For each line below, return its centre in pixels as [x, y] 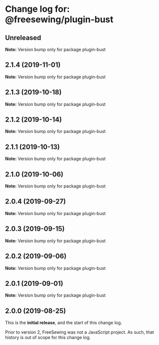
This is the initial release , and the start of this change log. [64, 323]
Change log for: [38, 9]
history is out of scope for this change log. [48, 338]
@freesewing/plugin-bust [59, 19]
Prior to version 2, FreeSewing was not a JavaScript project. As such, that [79, 332]
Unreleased [23, 38]
